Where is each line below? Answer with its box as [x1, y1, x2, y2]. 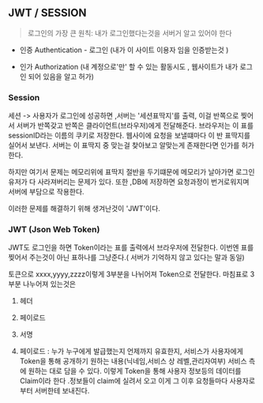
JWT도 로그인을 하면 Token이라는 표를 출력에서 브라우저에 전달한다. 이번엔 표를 [8, 243, 254, 252]
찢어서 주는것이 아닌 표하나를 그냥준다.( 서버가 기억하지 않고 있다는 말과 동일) [8, 253, 245, 262]
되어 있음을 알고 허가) [28, 71, 95, 81]
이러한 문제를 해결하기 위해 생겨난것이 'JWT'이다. [8, 204, 160, 213]
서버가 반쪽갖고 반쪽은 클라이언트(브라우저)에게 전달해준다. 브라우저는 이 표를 [16, 121, 254, 130]
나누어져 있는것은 [22, 280, 77, 289]
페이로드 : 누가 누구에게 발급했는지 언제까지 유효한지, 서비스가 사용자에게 [19, 347, 243, 356]
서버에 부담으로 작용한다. [8, 187, 85, 197]
